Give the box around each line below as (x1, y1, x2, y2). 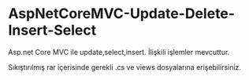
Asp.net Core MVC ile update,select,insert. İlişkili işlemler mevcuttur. (8, 47, 230, 56)
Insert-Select (8, 21, 97, 39)
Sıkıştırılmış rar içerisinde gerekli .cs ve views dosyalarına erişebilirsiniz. (8, 62, 242, 71)
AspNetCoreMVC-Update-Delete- (8, 5, 235, 23)
